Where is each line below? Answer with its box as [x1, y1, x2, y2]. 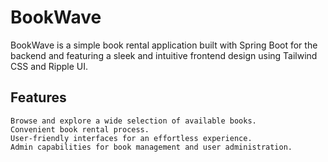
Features [10, 89, 67, 106]
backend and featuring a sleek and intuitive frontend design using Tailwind [10, 49, 318, 61]
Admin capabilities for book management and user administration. [10, 142, 293, 152]
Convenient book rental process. [10, 124, 150, 135]
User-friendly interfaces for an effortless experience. [10, 133, 253, 143]
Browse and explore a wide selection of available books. [10, 116, 257, 126]
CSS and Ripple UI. [10, 60, 89, 72]
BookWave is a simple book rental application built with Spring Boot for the [10, 39, 318, 51]
